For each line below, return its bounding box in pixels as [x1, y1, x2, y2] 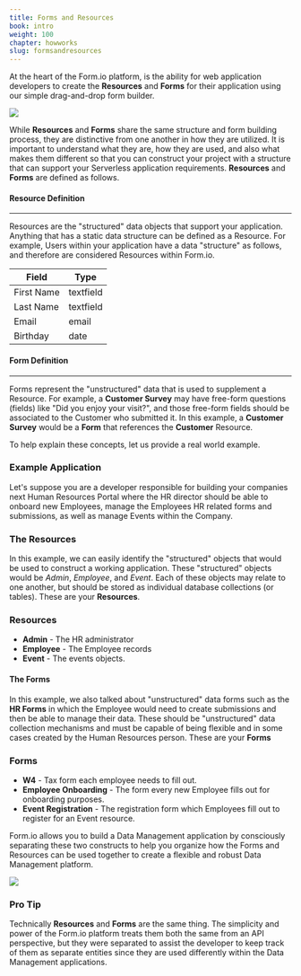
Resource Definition [9, 192, 85, 203]
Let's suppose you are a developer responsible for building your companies [9, 481, 288, 492]
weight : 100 [9, 30, 54, 39]
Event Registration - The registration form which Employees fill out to [21, 803, 280, 813]
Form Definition [9, 355, 69, 365]
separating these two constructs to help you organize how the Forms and [9, 840, 279, 850]
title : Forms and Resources [9, 13, 115, 22]
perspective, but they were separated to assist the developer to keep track [9, 937, 285, 948]
